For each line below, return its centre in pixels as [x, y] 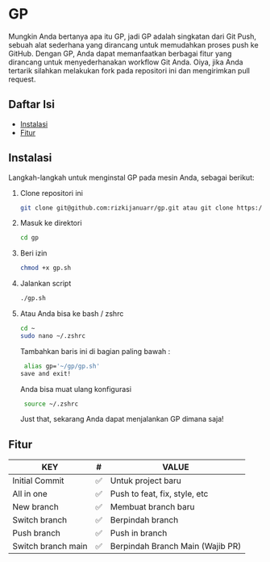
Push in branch [139, 533]
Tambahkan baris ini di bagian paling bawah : [95, 351]
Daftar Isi [31, 104]
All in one [30, 494]
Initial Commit [38, 481]
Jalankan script [46, 284]
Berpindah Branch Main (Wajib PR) [176, 547]
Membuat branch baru [152, 507]
